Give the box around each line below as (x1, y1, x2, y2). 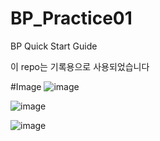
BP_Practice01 (10, 7, 133, 30)
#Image (10, 80, 42, 92)
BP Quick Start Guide (10, 40, 98, 52)
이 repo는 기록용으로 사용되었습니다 (10, 60, 150, 72)
